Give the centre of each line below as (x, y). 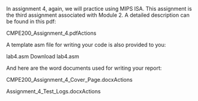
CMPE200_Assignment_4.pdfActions (51, 33)
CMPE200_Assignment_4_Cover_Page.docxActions (70, 80)
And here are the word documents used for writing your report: (84, 68)
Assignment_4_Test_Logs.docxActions (53, 91)
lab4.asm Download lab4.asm (43, 56)
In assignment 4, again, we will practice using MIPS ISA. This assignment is (99, 9)
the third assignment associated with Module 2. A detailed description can (98, 15)
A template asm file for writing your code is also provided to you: (86, 45)
